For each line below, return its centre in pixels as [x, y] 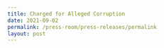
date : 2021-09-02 [33, 20]
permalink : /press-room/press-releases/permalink [82, 27]
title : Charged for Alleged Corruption [66, 14]
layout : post [27, 34]
